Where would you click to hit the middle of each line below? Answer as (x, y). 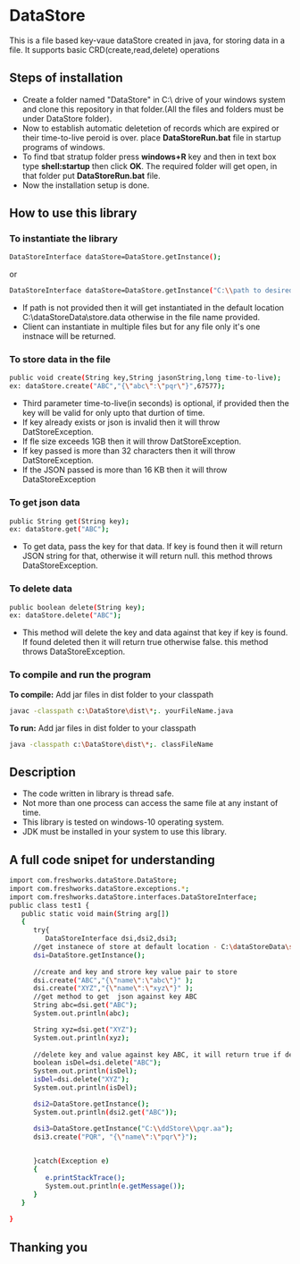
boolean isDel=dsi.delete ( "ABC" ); (97, 1063)
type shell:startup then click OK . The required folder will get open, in (150, 165)
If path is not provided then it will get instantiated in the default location (153, 308)
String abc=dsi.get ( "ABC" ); (85, 1005)
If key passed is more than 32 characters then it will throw (129, 451)
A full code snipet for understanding (112, 860)
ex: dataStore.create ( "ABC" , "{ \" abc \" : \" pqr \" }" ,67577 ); (117, 386)
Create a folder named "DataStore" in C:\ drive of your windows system (154, 99)
